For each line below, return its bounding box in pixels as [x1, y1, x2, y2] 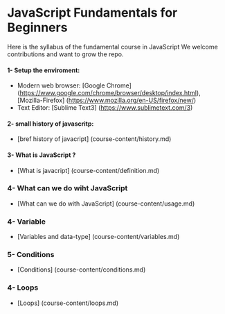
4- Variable [7, 217, 46, 226]
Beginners [7, 19, 68, 35]
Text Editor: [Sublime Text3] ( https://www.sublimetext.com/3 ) [17, 104, 193, 112]
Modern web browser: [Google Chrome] [17, 81, 132, 90]
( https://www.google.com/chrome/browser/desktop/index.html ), [17, 89, 201, 97]
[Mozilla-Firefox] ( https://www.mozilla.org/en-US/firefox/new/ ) [17, 96, 197, 105]
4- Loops [7, 283, 39, 292]
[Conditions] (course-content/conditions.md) [17, 265, 146, 274]
